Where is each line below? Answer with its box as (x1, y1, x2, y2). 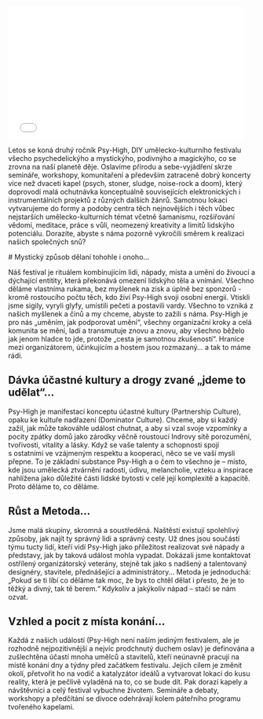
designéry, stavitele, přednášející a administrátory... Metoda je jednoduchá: (8, 567, 251, 576)
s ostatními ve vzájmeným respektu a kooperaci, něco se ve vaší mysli (8, 448, 236, 458)
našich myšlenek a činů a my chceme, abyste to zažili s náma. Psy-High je (8, 309, 249, 319)
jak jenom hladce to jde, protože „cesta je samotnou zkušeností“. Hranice (8, 334, 245, 343)
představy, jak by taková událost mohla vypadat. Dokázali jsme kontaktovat (8, 550, 251, 560)
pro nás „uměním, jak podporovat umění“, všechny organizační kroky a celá (8, 318, 253, 327)
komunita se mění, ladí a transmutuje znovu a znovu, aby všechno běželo (8, 326, 245, 335)
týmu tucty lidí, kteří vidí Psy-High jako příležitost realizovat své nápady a (8, 542, 245, 551)
